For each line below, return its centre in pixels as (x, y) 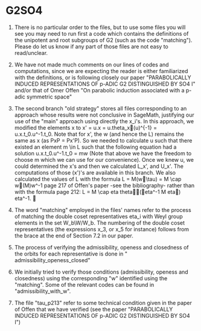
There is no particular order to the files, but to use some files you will (100, 27)
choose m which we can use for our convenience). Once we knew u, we (104, 159)
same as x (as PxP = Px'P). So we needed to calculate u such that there (103, 140)
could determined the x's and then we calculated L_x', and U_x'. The (99, 166)
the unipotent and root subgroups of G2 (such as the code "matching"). (103, 40)
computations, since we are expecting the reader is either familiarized (101, 71)
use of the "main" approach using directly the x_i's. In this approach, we (104, 121)
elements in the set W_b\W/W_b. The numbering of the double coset (100, 223)
